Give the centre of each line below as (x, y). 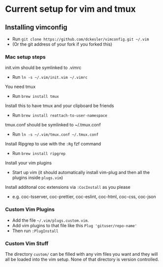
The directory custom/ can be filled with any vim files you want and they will (81, 254)
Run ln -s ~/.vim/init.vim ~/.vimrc (50, 77)
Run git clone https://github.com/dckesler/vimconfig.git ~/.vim (81, 39)
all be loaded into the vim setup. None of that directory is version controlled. (82, 259)
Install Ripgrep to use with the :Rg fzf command (53, 144)
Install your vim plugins (28, 163)
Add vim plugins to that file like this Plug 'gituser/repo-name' (75, 225)
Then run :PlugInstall (35, 231)
